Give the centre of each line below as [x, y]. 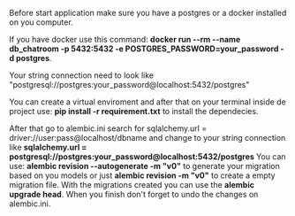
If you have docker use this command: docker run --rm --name [125, 39]
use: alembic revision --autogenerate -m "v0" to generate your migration [144, 166]
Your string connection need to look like [82, 75]
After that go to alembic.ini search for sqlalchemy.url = [108, 128]
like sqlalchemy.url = [48, 147]
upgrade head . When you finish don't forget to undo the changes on [134, 194]
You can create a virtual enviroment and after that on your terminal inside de [148, 102]
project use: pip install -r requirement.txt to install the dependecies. [134, 111]
